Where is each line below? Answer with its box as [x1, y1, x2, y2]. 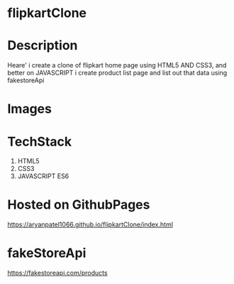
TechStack [7, 133, 72, 150]
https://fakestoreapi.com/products [7, 268, 108, 278]
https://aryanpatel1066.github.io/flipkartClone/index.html [7, 220, 174, 229]
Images [7, 101, 52, 117]
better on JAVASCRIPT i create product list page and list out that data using [7, 69, 228, 77]
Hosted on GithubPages [7, 197, 150, 213]
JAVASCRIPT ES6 [17, 172, 69, 180]
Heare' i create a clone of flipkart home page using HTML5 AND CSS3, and [7, 61, 227, 70]
